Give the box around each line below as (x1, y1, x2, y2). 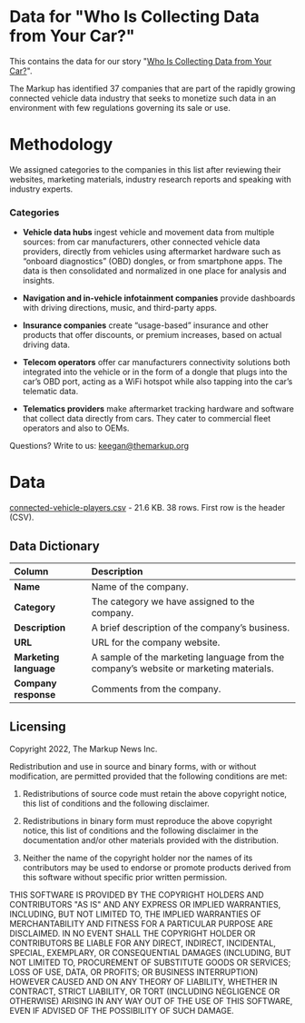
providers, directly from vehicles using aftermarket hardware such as (22, 246, 281, 257)
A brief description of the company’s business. (91, 621, 290, 633)
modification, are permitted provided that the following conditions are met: (9, 770, 288, 781)
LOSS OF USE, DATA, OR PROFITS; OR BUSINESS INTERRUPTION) (9, 966, 259, 978)
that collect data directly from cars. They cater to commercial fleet (22, 413, 271, 424)
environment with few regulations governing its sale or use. (9, 102, 231, 113)
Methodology (9, 134, 113, 155)
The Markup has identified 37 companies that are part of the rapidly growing (9, 83, 296, 94)
